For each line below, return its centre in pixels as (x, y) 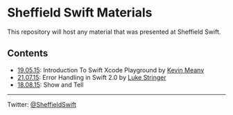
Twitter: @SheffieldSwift (42, 104)
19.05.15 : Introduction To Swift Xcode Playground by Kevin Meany (111, 70)
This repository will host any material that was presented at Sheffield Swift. (114, 32)
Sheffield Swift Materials (80, 13)
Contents (28, 53)
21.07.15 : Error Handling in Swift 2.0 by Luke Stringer (92, 77)
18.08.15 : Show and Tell (50, 85)
